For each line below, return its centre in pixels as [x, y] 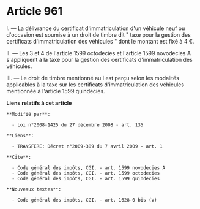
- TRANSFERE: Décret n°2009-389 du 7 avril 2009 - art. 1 [87, 146]
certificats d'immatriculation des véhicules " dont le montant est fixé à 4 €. [100, 41]
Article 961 [35, 11]
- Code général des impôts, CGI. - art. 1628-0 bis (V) [84, 200]
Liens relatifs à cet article [39, 103]
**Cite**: [19, 157]
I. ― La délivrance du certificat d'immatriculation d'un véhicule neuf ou [96, 28]
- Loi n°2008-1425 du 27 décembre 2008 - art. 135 [78, 125]
